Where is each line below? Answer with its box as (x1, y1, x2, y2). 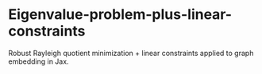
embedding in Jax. (8, 57, 69, 66)
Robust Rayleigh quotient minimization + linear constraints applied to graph (8, 48, 254, 57)
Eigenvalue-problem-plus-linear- (8, 6, 233, 24)
